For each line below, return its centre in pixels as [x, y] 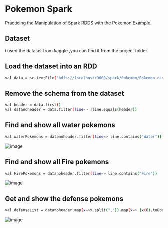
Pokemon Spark [39, 9]
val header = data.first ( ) [33, 105]
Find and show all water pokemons [60, 125]
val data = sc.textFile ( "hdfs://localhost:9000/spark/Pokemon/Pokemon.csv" [86, 78]
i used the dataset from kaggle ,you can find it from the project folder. [77, 50]
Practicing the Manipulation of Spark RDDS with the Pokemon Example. [78, 23]
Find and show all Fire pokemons [57, 162]
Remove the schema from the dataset [65, 93]
